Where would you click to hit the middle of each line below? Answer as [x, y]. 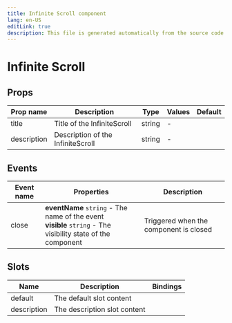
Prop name [29, 112]
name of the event [74, 216]
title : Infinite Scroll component [57, 13]
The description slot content [100, 309]
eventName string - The [86, 208]
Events [22, 168]
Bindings [167, 286]
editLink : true [29, 26]
